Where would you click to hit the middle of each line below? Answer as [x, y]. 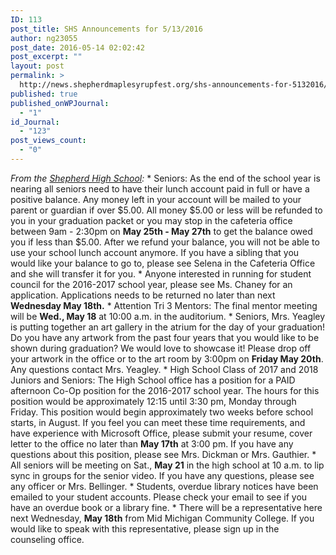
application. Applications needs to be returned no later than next [143, 295]
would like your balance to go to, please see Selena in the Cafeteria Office [163, 263]
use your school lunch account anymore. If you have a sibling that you [155, 252]
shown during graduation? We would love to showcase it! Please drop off [161, 348]
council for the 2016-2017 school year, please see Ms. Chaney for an [151, 284]
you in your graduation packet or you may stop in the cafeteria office [151, 220]
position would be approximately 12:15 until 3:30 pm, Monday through [153, 401]
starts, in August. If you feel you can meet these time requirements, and [158, 422]
